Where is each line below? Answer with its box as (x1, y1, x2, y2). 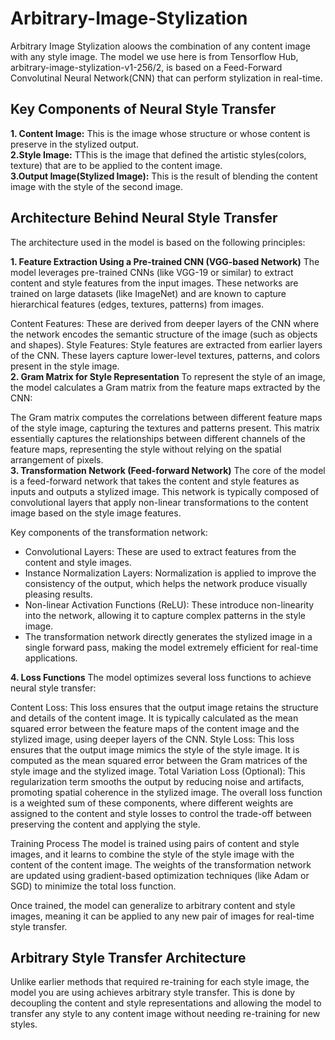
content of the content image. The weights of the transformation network (10, 858, 312, 871)
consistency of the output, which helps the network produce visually (24, 577, 308, 589)
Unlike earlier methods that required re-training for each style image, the (10, 976, 310, 988)
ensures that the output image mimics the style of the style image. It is (10, 743, 300, 756)
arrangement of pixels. (10, 453, 104, 466)
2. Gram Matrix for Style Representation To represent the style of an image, (10, 370, 326, 382)
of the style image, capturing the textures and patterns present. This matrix (10, 422, 320, 434)
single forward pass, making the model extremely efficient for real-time (24, 641, 319, 653)
